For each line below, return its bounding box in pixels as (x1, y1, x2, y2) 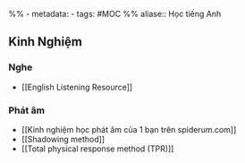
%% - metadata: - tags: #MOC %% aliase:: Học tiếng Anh (8, 9, 222, 19)
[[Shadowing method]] (21, 133, 105, 144)
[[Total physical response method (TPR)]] (21, 143, 174, 154)
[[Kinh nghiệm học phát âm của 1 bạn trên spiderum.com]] (21, 124, 237, 134)
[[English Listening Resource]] (21, 81, 133, 92)
